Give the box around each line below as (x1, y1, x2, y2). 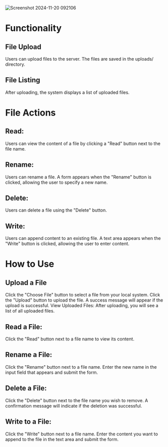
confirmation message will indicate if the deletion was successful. (5, 403, 142, 409)
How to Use (5, 258, 54, 270)
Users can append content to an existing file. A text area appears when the (5, 235, 161, 241)
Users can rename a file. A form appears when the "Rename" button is (5, 174, 152, 180)
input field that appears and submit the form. (5, 369, 98, 375)
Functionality (5, 23, 62, 34)
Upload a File (5, 278, 47, 287)
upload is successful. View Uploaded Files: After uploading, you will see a (5, 303, 159, 309)
